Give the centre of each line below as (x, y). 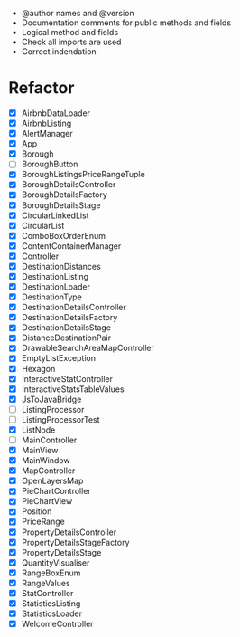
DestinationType (51, 297)
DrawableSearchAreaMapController (88, 348)
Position (37, 511)
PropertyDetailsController (69, 532)
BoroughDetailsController (69, 185)
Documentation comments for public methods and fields (126, 23)
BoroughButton (50, 164)
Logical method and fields (70, 32)
